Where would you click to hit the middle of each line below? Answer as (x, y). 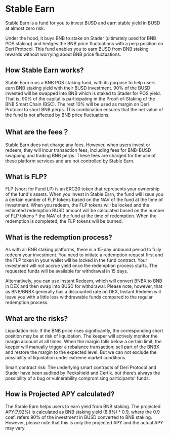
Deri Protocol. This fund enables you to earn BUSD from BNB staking (77, 49)
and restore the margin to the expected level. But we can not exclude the (81, 352)
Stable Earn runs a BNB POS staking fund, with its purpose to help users (80, 82)
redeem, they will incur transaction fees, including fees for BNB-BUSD (78, 150)
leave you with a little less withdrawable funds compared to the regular (79, 297)
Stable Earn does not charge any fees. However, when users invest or (78, 145)
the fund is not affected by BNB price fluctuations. (57, 115)
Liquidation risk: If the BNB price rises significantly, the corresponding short (84, 331)
